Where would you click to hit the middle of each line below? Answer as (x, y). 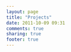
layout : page (22, 12)
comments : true (25, 28)
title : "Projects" (29, 17)
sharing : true (24, 34)
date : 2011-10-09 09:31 (36, 23)
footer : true (22, 39)
